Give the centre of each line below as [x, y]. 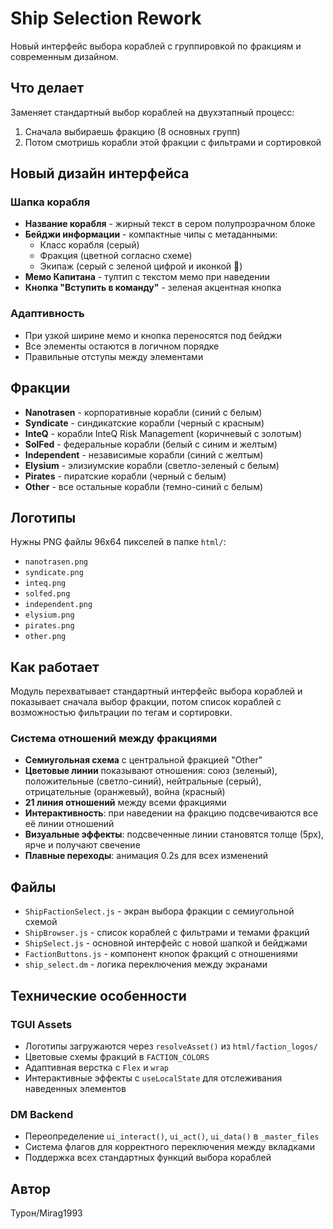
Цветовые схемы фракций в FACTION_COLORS [117, 1056]
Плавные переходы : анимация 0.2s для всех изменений [146, 856]
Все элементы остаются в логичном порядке [122, 346]
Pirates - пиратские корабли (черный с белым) [125, 476]
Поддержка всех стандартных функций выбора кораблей [148, 1158]
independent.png [58, 605]
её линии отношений [69, 824]
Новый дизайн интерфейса [100, 173]
